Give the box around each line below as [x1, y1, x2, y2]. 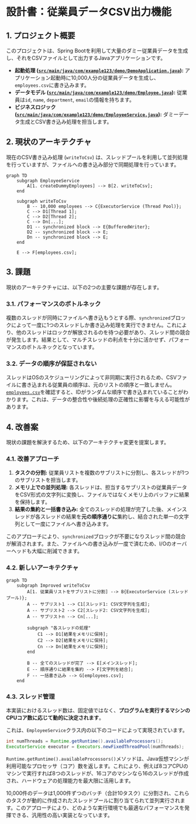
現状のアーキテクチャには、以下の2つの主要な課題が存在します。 [6, 284, 163, 291]
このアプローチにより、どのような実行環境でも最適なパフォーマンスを [15, 804, 185, 811]
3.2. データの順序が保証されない [6, 359, 97, 367]
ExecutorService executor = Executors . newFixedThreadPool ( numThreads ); [6, 744, 184, 750]
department [46, 97, 73, 103]
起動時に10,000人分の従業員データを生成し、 [50, 74, 159, 81]
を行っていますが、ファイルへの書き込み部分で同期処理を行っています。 [6, 161, 180, 168]
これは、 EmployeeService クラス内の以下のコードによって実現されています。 [6, 726, 188, 733]
